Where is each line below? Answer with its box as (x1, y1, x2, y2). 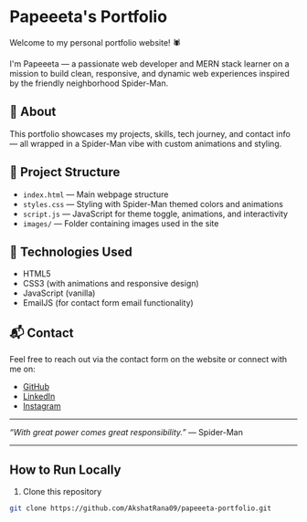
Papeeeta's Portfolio (9, 6, 167, 27)
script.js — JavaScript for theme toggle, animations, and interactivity (22, 208, 289, 219)
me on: (9, 363, 37, 375)
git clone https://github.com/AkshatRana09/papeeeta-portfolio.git (9, 504, 272, 513)
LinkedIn (22, 391, 56, 402)
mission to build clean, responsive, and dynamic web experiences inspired (9, 68, 290, 78)
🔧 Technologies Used (9, 244, 132, 259)
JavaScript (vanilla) (22, 287, 96, 298)
